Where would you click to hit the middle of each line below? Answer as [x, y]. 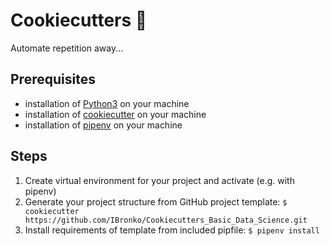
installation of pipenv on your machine [103, 125]
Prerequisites [53, 79]
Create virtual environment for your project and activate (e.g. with [159, 180]
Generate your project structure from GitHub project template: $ [156, 201]
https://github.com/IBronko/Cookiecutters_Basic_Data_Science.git [166, 220]
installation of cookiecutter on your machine [115, 114]
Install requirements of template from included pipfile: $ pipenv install [172, 230]
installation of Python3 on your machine [107, 103]
